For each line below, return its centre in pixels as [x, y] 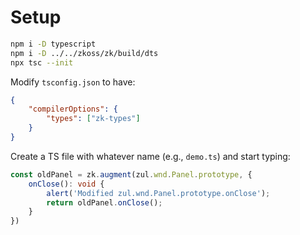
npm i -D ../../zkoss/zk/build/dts [84, 53]
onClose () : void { [66, 184]
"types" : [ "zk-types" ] [93, 119]
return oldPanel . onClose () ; [104, 202]
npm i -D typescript [53, 44]
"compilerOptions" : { [73, 109]
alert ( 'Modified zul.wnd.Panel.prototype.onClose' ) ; [158, 193]
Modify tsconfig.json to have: [73, 82]
